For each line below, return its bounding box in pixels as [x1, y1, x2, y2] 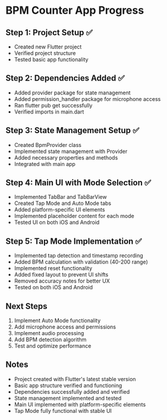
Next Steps [5, 301, 48, 311]
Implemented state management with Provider [14, 148, 128, 155]
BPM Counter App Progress [5, 4, 144, 17]
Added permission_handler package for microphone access [14, 95, 161, 102]
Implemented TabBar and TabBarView [14, 194, 108, 201]
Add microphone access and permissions [14, 323, 116, 330]
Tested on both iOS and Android [14, 284, 93, 291]
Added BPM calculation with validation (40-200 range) [14, 258, 148, 266]
